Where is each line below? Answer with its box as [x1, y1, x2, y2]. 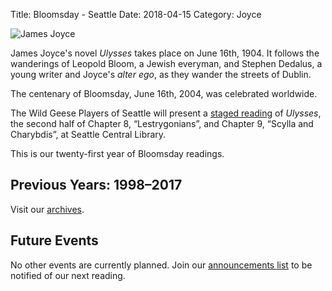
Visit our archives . [10, 203, 85, 215]
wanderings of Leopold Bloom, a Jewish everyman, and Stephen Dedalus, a [10, 58, 323, 69]
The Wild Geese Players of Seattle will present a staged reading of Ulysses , [10, 107, 322, 119]
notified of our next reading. [10, 269, 126, 281]
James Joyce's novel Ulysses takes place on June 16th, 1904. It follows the [10, 47, 320, 59]
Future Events [10, 232, 99, 249]
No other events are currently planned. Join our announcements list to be [10, 259, 313, 271]
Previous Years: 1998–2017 [10, 177, 183, 194]
